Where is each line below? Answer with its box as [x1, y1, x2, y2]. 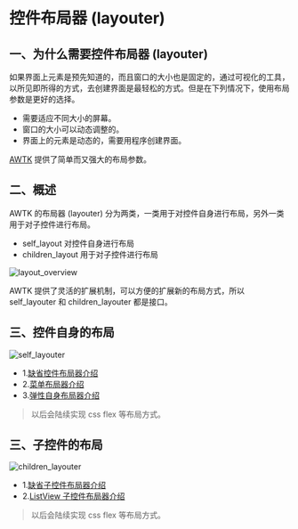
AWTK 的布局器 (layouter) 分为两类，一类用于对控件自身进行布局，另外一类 [9, 208, 285, 218]
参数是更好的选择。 [9, 94, 80, 104]
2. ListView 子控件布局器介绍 [21, 491, 125, 501]
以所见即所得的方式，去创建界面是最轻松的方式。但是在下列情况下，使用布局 [9, 83, 290, 94]
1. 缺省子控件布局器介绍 [21, 480, 107, 491]
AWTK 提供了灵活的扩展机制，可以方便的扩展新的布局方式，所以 [9, 285, 246, 296]
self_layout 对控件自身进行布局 [21, 238, 135, 248]
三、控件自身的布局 [9, 325, 115, 340]
